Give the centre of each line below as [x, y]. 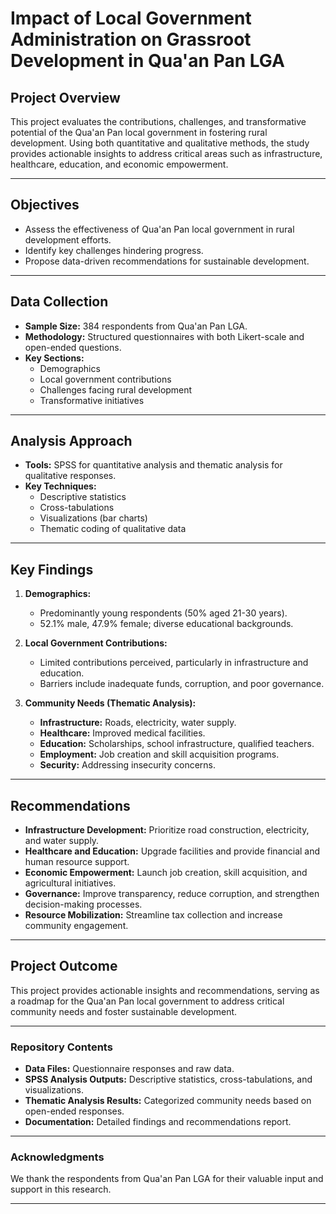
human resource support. [77, 862]
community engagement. [76, 926]
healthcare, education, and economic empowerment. [119, 164]
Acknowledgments [57, 1157]
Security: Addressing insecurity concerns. [128, 765]
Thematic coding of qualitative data [113, 529]
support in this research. [61, 1189]
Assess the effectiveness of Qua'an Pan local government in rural [159, 229]
